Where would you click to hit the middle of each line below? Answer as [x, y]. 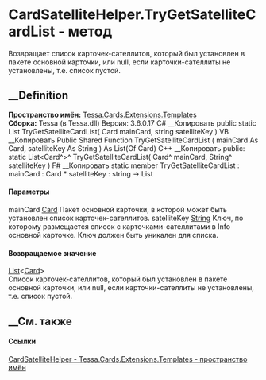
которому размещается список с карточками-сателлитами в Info [120, 226]
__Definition [39, 96]
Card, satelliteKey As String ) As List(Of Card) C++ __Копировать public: [127, 148]
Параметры [29, 192]
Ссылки [22, 341]
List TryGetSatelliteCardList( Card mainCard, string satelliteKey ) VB [118, 131]
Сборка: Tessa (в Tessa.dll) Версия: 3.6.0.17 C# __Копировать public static [132, 123]
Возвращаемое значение [52, 253]
